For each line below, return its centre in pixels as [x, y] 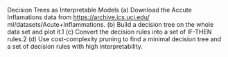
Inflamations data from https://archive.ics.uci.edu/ [79, 17]
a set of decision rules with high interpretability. [75, 46]
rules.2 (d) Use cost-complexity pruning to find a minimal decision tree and [114, 39]
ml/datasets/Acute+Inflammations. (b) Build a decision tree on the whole [111, 24]
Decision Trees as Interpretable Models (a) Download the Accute [99, 10]
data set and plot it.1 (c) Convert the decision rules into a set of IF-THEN [109, 32]
